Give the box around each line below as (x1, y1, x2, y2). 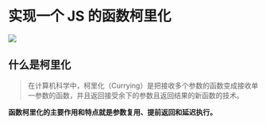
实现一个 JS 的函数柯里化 (8, 7, 172, 25)
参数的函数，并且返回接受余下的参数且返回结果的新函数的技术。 (34, 90, 244, 100)
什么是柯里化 (8, 58, 71, 72)
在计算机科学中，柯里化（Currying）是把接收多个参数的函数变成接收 (27, 81, 252, 90)
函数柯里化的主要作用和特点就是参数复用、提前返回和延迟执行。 (8, 107, 217, 117)
